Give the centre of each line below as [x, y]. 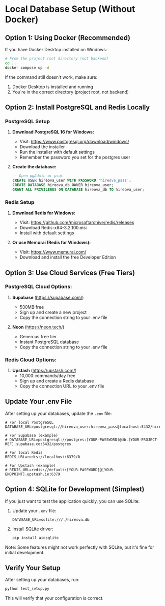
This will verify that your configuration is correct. [55, 598]
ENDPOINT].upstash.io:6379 [33, 474]
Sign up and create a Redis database [57, 381]
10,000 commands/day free [47, 376]
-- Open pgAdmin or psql [38, 176]
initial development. [25, 552]
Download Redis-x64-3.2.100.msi [53, 228]
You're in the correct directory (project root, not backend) [70, 92]
